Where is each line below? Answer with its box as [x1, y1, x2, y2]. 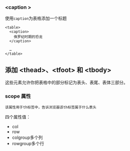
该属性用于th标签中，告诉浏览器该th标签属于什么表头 [5, 105, 97, 110]
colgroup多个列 [12, 135, 43, 140]
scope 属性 [5, 93, 31, 100]
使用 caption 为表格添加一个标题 [5, 15, 67, 21]
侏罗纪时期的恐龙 [14, 34, 43, 40]
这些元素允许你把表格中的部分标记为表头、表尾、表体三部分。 [5, 79, 128, 86]
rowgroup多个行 [12, 141, 44, 147]
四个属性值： [5, 114, 30, 120]
